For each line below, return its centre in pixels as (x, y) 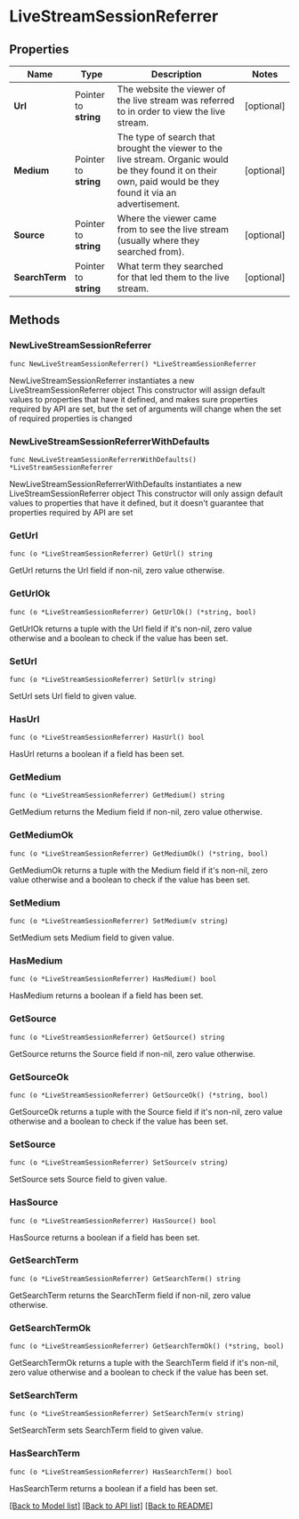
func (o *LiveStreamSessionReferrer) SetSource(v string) (119, 1163)
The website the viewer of (171, 89)
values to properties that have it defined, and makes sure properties (133, 399)
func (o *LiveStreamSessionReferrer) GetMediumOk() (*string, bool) (139, 853)
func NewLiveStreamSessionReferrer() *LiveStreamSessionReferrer (133, 364)
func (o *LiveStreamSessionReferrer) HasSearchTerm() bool (121, 1472)
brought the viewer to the (170, 148)
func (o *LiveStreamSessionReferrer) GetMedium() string (117, 796)
